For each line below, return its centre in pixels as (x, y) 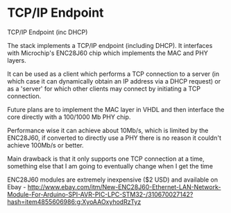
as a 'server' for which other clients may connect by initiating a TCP (104, 88)
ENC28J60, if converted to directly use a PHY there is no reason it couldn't (114, 138)
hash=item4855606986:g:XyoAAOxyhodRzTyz (74, 202)
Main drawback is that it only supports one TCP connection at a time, (106, 159)
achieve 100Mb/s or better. (46, 145)
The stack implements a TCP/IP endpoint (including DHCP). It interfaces (110, 45)
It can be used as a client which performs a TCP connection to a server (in (113, 74)
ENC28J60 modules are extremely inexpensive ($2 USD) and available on (113, 180)
